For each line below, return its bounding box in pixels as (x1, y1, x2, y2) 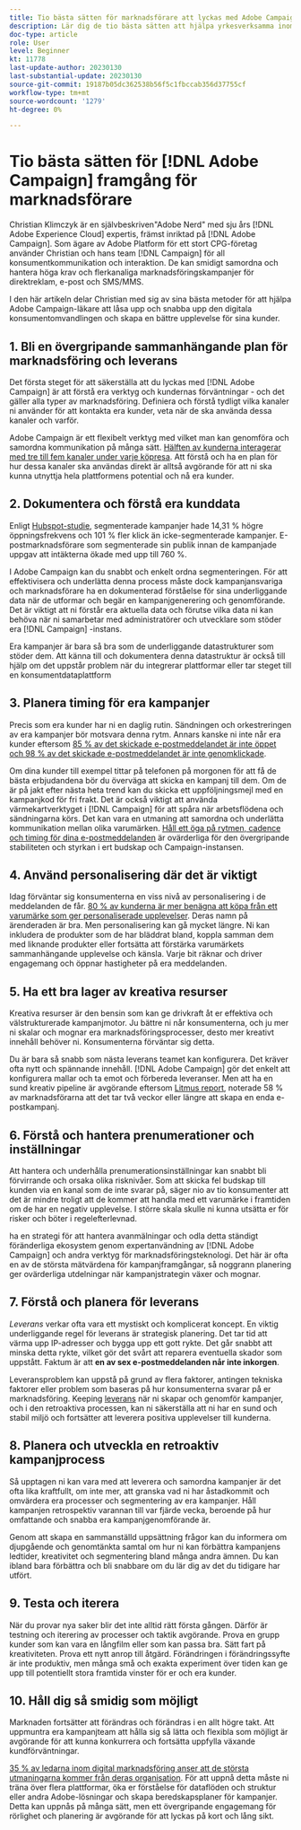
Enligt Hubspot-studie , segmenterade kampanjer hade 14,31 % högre (9, 520, 264, 530)
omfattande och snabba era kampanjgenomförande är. (9, 1514, 211, 1525)
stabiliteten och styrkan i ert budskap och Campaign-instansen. (9, 841, 245, 853)
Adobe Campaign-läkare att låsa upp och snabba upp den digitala (9, 303, 253, 314)
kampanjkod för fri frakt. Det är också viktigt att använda (9, 793, 218, 804)
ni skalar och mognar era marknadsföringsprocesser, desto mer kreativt (9, 1027, 275, 1038)
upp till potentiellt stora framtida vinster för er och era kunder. (9, 1667, 237, 1678)
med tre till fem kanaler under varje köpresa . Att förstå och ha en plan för (9, 451, 279, 462)
